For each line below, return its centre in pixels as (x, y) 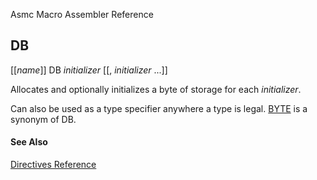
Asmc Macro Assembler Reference (82, 14)
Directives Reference (53, 165)
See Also (29, 142)
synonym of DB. (43, 119)
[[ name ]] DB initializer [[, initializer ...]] (89, 70)
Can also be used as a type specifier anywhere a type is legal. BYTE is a (159, 108)
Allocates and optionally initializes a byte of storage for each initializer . (156, 89)
